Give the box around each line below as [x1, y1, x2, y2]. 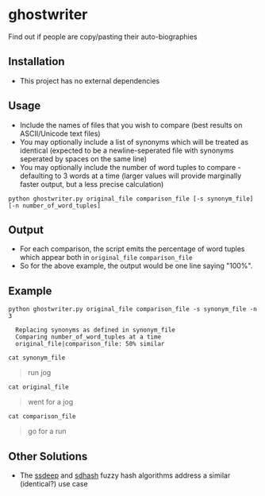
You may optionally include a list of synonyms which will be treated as [19, 137, 248, 146]
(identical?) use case [19, 479, 89, 488]
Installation [8, 55, 65, 68]
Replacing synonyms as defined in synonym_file [15, 326, 176, 335]
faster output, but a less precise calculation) [19, 179, 164, 188]
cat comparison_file [8, 413, 77, 420]
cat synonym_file [8, 354, 66, 362]
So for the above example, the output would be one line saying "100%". [19, 261, 253, 271]
